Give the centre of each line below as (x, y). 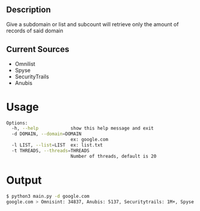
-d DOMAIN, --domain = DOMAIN (47, 134)
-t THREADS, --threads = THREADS (51, 151)
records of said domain (35, 30)
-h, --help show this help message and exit (83, 129)
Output (24, 180)
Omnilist (25, 64)
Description (28, 10)
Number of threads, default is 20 (113, 156)
